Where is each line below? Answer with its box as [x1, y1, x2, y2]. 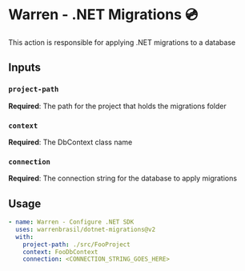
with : [15, 233, 34, 241]
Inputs [8, 61, 42, 75]
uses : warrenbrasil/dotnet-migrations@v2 [15, 225, 156, 233]
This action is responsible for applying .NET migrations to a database [8, 37, 236, 47]
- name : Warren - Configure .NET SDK [8, 218, 135, 226]
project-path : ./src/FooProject [22, 241, 131, 249]
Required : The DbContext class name [8, 137, 133, 147]
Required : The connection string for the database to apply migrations [8, 173, 238, 184]
